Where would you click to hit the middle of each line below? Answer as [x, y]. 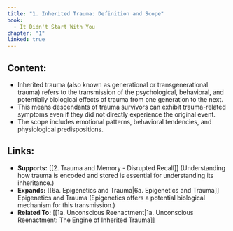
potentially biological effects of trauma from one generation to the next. [120, 99]
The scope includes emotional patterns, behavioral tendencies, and [114, 121]
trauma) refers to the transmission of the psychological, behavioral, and [120, 92]
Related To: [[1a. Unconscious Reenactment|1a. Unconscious [105, 212]
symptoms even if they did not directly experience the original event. [116, 114]
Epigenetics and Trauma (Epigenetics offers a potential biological [111, 198]
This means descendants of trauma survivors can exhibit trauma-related [121, 107]
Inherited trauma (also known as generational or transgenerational [113, 84]
